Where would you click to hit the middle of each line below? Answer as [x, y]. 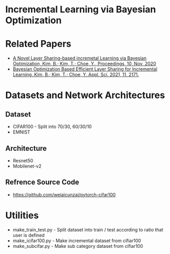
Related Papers [38, 44]
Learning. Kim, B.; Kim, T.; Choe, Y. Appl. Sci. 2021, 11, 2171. [76, 75]
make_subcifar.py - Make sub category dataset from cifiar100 [78, 246]
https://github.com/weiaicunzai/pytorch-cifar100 [64, 194]
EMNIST [22, 132]
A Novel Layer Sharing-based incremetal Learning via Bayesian [80, 58]
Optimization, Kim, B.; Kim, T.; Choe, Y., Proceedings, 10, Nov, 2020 [84, 64]
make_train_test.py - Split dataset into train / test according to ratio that [88, 229]
